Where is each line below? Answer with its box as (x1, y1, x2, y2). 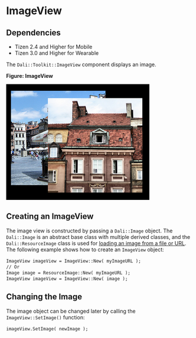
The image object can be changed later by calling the (6, 307, 136, 314)
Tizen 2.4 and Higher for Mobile (14, 43, 93, 50)
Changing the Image (6, 292, 83, 302)
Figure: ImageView (6, 73, 53, 79)
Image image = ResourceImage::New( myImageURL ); (6, 270, 131, 275)
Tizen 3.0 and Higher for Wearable (14, 50, 99, 57)
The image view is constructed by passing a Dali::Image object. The (6, 227, 173, 234)
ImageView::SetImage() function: (6, 314, 85, 321)
